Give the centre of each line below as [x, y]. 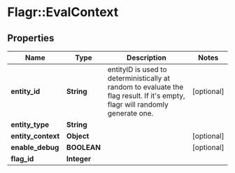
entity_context [35, 136]
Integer [79, 159]
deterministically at [138, 78]
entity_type [30, 125]
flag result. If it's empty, [146, 96]
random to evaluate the [145, 87]
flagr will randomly [138, 104]
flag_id [22, 159]
